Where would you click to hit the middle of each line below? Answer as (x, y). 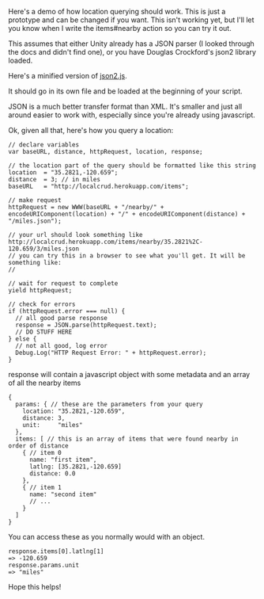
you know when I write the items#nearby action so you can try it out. (120, 28)
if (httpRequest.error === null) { (67, 311)
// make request (35, 200)
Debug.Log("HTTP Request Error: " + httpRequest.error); (111, 353)
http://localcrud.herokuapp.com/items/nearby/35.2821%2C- (106, 242)
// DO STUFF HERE (44, 332)
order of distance (38, 446)
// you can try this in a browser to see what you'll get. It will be (127, 256)
